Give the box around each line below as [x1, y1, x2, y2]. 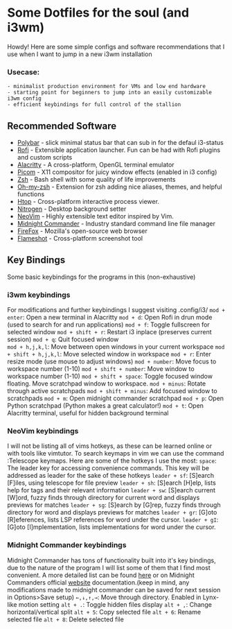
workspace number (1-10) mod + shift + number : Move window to [7, 365, 195, 373]
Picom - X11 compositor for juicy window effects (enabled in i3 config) [17, 168, 217, 176]
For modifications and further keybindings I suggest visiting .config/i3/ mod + [7, 306, 225, 314]
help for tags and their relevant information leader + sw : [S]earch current [7, 486, 216, 494]
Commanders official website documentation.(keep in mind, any [7, 578, 190, 587]
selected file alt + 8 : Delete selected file [7, 615, 125, 623]
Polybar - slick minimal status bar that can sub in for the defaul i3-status [17, 139, 224, 147]
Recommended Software [7, 120, 116, 132]
